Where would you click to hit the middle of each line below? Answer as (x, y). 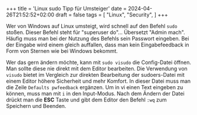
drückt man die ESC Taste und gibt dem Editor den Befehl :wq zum (86, 100)
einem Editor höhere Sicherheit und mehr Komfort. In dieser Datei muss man (98, 81)
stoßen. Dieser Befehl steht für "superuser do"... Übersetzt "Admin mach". (96, 32)
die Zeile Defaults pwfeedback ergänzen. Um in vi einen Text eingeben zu (95, 87)
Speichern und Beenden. (36, 106)
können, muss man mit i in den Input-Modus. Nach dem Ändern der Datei (95, 94)
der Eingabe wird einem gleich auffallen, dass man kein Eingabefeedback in (98, 45)
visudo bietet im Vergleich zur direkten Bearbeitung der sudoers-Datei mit (96, 75)
